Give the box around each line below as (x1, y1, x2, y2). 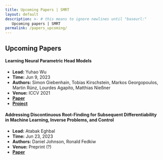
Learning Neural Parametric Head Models (5, 58, 92, 64)
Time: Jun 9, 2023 (12, 74, 51, 80)
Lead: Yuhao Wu (12, 69, 47, 75)
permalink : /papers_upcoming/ (5, 26, 68, 31)
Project (12, 100, 28, 107)
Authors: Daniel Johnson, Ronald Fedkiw (12, 138, 96, 144)
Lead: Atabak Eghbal (12, 128, 55, 134)
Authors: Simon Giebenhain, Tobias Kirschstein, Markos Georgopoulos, (12, 79, 159, 85)
